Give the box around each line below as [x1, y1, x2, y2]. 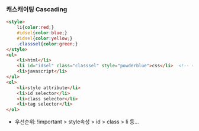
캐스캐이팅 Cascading [6, 5, 68, 13]
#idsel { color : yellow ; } [17, 35, 73, 41]
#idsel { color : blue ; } [17, 30, 68, 36]
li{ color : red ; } [17, 25, 54, 31]
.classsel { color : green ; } [17, 41, 78, 47]
